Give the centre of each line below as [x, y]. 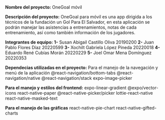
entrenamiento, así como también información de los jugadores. [70, 32]
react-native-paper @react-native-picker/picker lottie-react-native [85, 93]
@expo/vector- [143, 88]
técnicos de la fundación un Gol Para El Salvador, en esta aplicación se [78, 22]
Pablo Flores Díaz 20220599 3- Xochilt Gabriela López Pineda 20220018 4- [82, 47]
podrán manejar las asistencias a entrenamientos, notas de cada [71, 27]
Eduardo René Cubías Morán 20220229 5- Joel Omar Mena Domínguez [79, 53]
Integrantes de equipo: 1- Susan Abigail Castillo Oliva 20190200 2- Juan [80, 42]
